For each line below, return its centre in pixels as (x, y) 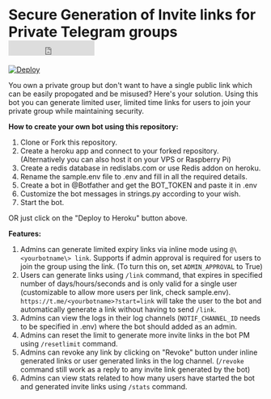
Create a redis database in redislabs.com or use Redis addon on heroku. (140, 168)
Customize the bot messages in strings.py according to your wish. (130, 193)
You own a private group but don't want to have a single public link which (131, 85)
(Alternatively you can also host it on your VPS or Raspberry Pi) (126, 159)
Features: (25, 233)
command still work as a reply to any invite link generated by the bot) (135, 369)
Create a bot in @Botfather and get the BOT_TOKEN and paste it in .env (138, 185)
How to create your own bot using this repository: (93, 126)
